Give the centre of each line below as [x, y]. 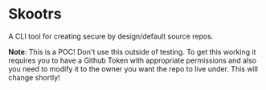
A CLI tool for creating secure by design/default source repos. [111, 36]
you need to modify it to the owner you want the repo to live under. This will [133, 68]
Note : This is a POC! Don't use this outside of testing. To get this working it [132, 51]
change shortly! [34, 77]
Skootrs [35, 14]
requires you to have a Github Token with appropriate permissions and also [133, 60]
